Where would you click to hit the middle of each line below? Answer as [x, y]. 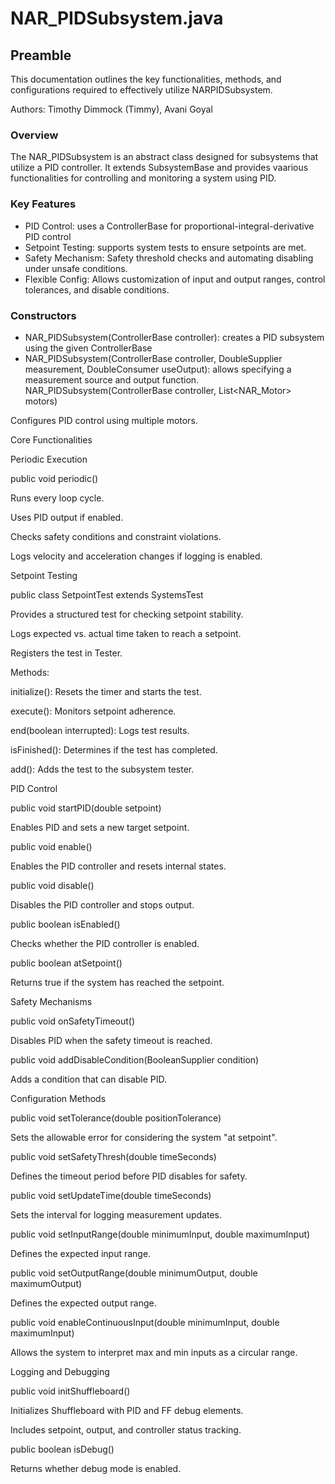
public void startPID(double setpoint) [86, 808]
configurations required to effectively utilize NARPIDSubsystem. [141, 90]
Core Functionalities [51, 439]
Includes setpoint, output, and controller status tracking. [126, 1429]
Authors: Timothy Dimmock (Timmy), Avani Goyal [111, 109]
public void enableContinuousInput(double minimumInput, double [145, 1322]
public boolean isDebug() [62, 1449]
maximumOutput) [46, 1283]
